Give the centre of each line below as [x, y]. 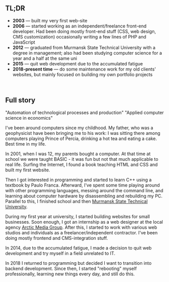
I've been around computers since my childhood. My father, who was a [79, 128]
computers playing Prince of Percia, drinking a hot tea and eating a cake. [81, 138]
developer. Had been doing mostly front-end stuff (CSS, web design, [84, 31]
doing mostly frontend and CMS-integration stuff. [57, 238]
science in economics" [29, 118]
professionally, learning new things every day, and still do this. [70, 274]
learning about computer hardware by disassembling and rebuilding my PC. [84, 196]
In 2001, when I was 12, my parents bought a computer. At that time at [78, 154]
